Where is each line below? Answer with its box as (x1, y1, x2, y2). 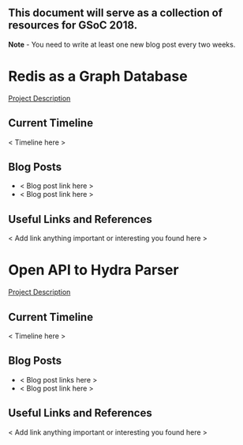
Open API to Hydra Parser (8, 261, 179, 279)
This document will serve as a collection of (8, 6, 223, 20)
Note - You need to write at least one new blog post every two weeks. (8, 40, 236, 49)
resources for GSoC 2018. (8, 19, 138, 32)
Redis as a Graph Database (8, 67, 188, 85)
